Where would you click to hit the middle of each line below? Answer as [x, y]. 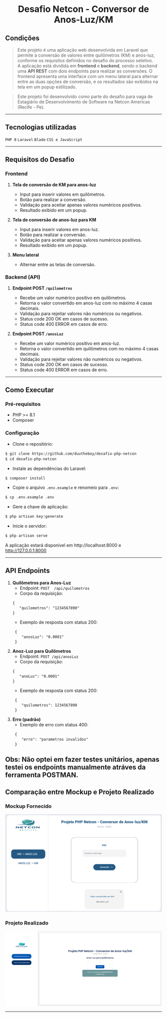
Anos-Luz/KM [83, 20]
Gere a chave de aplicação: [40, 507]
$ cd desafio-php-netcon [31, 459]
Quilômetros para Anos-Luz [42, 583]
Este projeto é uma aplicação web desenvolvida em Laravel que [83, 50]
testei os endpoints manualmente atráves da [75, 767]
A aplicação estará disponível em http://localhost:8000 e [63, 546]
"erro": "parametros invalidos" [55, 739]
